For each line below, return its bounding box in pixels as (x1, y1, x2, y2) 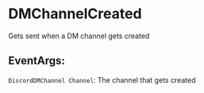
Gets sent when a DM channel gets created (8, 31, 150, 41)
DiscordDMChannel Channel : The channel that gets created (8, 75, 196, 84)
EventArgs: (8, 54, 66, 68)
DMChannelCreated (8, 5, 142, 23)
